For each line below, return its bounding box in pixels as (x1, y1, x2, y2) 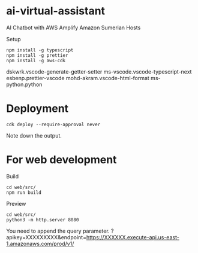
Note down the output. (6, 132, 62, 139)
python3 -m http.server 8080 (6, 217, 79, 222)
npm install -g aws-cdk (6, 57, 66, 63)
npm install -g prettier (6, 52, 68, 58)
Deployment (6, 102, 69, 115)
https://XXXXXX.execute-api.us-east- (86, 233, 180, 240)
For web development (6, 153, 117, 167)
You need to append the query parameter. (6, 227, 110, 234)
